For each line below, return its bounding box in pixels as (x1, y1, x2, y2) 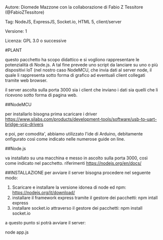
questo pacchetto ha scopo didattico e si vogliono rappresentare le (5, 57, 140, 63)
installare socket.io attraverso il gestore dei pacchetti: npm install (12, 205, 143, 211)
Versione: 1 (5, 28, 27, 34)
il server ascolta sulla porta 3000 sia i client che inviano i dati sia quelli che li (5, 87, 158, 92)
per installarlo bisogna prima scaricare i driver (5, 111, 97, 117)
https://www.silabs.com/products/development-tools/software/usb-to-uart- (5, 116, 157, 122)
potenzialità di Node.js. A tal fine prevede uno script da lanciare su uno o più (5, 62, 158, 67)
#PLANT (5, 47, 22, 53)
